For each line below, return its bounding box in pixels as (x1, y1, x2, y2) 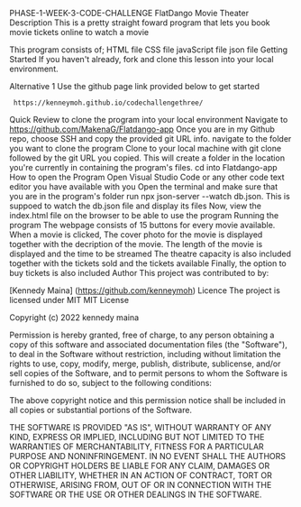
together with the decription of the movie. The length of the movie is (9, 239, 263, 249)
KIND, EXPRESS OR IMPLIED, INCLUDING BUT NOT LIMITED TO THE (9, 432, 265, 442)
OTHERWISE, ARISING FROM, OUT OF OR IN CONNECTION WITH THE (9, 480, 272, 490)
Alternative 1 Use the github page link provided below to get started (9, 81, 260, 91)
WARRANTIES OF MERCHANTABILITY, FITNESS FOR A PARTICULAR (9, 441, 264, 452)
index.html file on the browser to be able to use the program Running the (9, 210, 279, 220)
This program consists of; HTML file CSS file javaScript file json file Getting (9, 44, 288, 55)
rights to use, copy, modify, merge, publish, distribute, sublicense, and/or (9, 358, 281, 369)
